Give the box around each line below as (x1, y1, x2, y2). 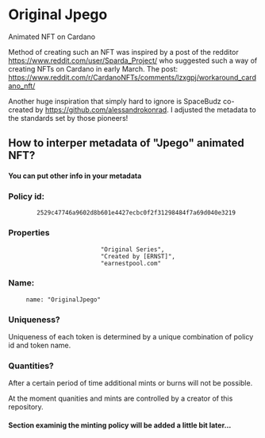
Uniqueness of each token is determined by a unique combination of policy (8, 332, 254, 342)
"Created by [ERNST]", (100, 252, 176, 260)
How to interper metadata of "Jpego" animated (8, 137, 244, 150)
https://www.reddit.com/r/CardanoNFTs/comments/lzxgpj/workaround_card (8, 72, 256, 82)
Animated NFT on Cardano (8, 32, 96, 41)
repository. (8, 402, 44, 412)
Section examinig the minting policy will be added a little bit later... (8, 421, 232, 430)
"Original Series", (100, 245, 165, 254)
